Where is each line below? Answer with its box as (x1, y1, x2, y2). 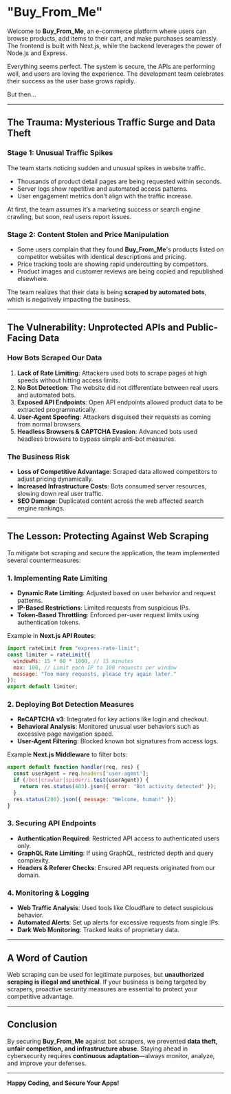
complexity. (16, 856, 50, 865)
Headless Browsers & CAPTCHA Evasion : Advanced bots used (16, 427, 198, 435)
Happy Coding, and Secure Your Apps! (7, 1079, 120, 1087)
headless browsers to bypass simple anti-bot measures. (16, 435, 177, 443)
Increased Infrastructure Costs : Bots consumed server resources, (16, 482, 207, 490)
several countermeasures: (7, 556, 81, 564)
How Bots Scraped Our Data (7, 353, 102, 362)
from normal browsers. (16, 420, 82, 428)
